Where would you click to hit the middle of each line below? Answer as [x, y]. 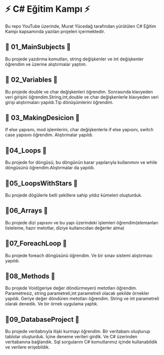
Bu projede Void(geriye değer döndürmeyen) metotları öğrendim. [71, 288]
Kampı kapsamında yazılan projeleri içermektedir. [55, 31]
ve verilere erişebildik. [28, 347]
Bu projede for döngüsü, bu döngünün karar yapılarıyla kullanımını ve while [81, 162]
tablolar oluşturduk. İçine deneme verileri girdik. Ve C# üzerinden [71, 337]
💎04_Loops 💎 [26, 150]
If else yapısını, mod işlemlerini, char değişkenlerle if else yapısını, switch [80, 130]
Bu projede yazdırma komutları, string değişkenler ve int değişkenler [75, 59]
